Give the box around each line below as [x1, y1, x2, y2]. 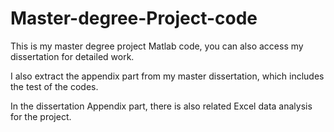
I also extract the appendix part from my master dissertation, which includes [10, 70, 325, 82]
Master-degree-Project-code [10, 7, 258, 30]
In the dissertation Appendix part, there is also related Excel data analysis [10, 100, 313, 112]
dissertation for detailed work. [10, 50, 135, 62]
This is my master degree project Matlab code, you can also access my [10, 40, 304, 52]
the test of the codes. [10, 80, 99, 92]
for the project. [10, 110, 72, 122]
